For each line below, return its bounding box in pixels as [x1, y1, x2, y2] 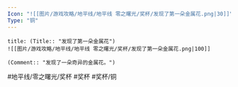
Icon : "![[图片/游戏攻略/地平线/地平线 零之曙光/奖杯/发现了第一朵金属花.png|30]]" [7, 10, 233, 18]
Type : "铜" [7, 17, 39, 24]
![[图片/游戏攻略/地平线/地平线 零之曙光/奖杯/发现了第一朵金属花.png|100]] [7, 45, 211, 52]
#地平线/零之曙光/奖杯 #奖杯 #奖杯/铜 [7, 72, 117, 81]
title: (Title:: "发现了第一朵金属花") [7, 37, 116, 45]
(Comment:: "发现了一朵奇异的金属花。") [7, 59, 116, 66]
